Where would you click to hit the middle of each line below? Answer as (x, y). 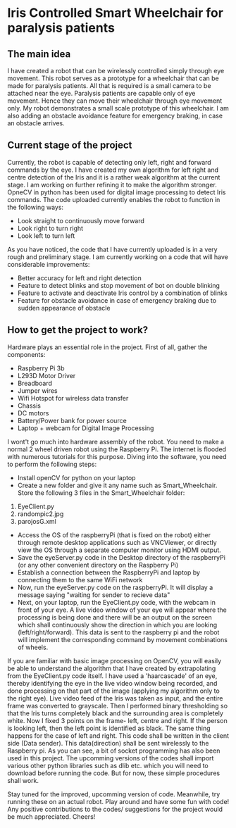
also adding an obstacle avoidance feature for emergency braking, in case (115, 115)
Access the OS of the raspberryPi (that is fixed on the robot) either (114, 535)
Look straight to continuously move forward (81, 220)
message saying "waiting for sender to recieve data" (94, 595)
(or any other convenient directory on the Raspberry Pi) (98, 565)
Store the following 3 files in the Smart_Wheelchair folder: (101, 493)
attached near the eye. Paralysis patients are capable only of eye (101, 93)
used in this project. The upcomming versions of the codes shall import (111, 758)
